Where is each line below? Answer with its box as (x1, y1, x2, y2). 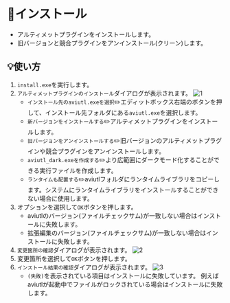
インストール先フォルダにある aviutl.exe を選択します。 (45, 108, 202, 117)
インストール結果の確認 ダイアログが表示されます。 (16, 262, 151, 271)
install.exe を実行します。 (16, 80, 93, 89)
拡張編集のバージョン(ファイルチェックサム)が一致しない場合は (27, 228, 207, 237)
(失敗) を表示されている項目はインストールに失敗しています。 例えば (27, 271, 220, 280)
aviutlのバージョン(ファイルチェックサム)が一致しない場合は (27, 211, 198, 220)
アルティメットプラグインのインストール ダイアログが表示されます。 (16, 89, 192, 97)
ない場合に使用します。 (27, 194, 94, 203)
